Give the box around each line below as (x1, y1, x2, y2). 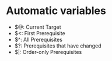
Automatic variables (6, 4, 106, 18)
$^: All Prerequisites (14, 36, 63, 43)
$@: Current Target (14, 23, 61, 30)
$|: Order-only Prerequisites (14, 48, 82, 55)
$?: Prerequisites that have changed (14, 42, 101, 49)
